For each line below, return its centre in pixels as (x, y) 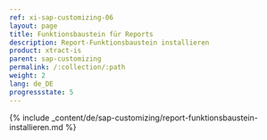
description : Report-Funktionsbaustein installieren (109, 42)
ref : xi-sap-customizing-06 (62, 17)
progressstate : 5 (42, 92)
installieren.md (37, 127)
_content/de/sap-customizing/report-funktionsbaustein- (155, 118)
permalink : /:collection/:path (67, 68)
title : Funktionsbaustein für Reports (81, 34)
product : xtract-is (46, 51)
